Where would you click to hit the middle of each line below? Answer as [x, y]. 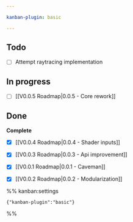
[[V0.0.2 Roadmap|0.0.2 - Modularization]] [69, 179]
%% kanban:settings [33, 191]
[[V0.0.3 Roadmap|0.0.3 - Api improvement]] [71, 155]
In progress [28, 81]
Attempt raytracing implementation [59, 62]
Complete [19, 131]
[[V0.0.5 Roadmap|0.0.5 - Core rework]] [65, 96]
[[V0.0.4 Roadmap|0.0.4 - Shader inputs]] [67, 142]
